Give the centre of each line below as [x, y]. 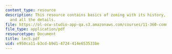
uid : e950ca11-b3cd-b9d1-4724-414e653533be [52, 44]
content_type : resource [31, 10]
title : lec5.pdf [23, 39]
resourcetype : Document [31, 34]
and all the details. [33, 20]
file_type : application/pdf [35, 29]
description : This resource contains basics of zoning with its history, [86, 15]
